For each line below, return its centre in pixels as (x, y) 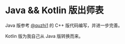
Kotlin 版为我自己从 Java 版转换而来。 (44, 36)
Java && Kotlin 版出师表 (54, 10)
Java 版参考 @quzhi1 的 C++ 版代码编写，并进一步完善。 (64, 25)
